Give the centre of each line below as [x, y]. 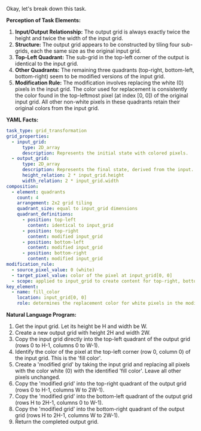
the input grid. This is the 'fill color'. [58, 358]
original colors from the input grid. [57, 108]
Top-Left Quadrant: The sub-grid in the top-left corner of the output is [102, 57]
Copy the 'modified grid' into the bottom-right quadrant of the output [100, 409]
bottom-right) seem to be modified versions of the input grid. [90, 76]
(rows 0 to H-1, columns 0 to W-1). [57, 345]
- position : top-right [50, 231]
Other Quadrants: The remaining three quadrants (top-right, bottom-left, [104, 70]
